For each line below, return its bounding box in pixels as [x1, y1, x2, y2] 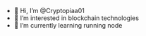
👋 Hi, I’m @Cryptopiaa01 [13, 7, 85, 15]
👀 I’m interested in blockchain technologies [13, 14, 140, 22]
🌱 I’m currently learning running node [13, 21, 123, 29]
